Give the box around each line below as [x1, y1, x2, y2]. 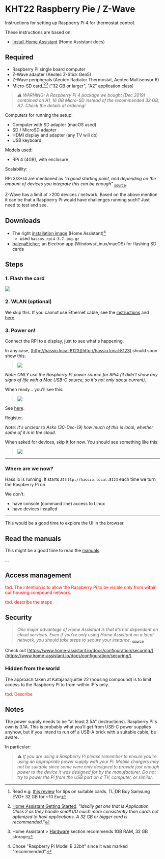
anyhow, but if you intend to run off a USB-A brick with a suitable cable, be [5, 729, 156, 735]
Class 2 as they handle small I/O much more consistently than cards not [12, 808, 159, 814]
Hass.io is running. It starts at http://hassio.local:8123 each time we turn [5, 476, 156, 482]
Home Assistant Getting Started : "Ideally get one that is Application [12, 803, 149, 809]
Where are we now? [5, 465, 54, 472]
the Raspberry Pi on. [5, 482, 47, 488]
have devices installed [12, 506, 57, 512]
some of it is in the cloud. [5, 429, 56, 435]
